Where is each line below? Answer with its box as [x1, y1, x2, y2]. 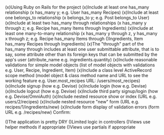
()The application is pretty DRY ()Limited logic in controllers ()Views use [5, 119, 151, 125]
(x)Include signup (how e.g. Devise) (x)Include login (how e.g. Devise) [5, 83, 147, 89]
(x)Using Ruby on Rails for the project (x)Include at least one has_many [5, 4, 149, 10]
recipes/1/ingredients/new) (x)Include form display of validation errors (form [5, 104, 160, 110]
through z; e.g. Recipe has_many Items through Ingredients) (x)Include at [5, 25, 154, 31]
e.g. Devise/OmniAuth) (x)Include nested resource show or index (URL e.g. [5, 93, 157, 99]
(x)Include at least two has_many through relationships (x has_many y [5, 20, 147, 26]
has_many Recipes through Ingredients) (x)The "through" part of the [5, 41, 144, 46]
